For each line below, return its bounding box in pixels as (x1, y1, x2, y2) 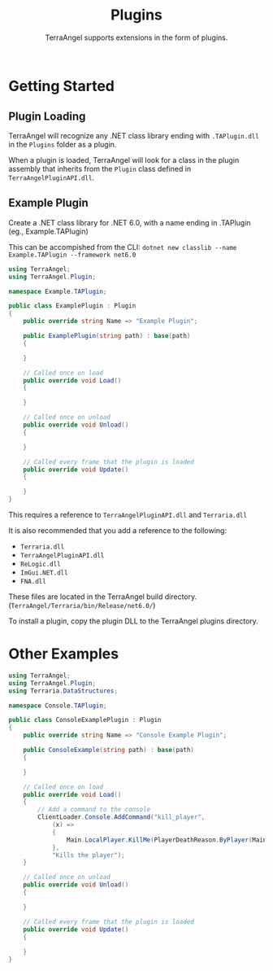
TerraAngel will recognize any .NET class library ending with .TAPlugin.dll (8, 130, 260, 140)
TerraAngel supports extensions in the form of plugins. (45, 33, 228, 42)
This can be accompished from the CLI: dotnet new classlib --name (8, 242, 237, 251)
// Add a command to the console (37, 806, 151, 814)
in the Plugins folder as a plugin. (8, 139, 117, 149)
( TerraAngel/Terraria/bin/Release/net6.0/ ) (8, 601, 156, 610)
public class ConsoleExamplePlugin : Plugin (8, 716, 162, 724)
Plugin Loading (8, 109, 86, 123)
